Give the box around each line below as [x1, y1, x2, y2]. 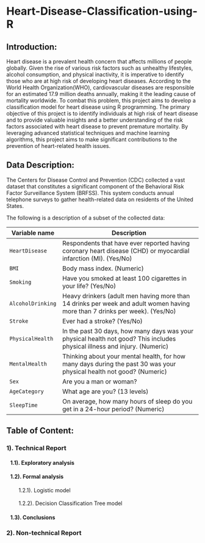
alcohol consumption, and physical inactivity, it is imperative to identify [6, 71, 184, 78]
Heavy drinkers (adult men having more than [62, 292, 190, 300]
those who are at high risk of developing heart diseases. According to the [6, 78, 191, 84]
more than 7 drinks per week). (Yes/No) [62, 307, 176, 316]
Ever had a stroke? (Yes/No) [62, 317, 143, 325]
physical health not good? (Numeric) [62, 367, 167, 375]
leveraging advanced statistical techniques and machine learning [6, 130, 170, 136]
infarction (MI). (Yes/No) [62, 254, 132, 262]
